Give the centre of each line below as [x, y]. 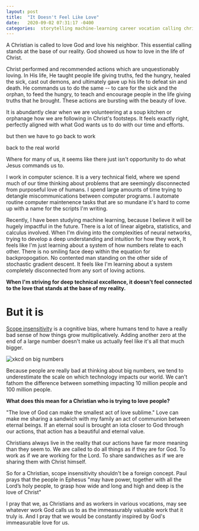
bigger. [15, 348]
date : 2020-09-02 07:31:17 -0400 [50, 23]
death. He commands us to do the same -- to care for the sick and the [92, 88]
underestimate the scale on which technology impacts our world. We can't [97, 377]
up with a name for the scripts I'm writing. [57, 209]
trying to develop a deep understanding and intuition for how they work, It [96, 239]
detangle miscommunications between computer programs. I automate [93, 196]
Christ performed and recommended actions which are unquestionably [93, 69]
